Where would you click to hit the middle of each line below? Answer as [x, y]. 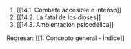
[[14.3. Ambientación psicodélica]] [65, 24]
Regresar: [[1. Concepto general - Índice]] [65, 38]
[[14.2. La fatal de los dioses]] [59, 17]
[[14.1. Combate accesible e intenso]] [69, 10]
